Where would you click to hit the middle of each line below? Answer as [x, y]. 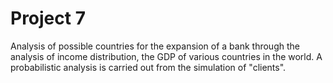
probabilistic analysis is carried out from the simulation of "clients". [148, 67]
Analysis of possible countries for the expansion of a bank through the [155, 46]
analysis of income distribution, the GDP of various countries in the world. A [166, 56]
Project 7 [48, 18]
